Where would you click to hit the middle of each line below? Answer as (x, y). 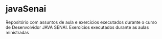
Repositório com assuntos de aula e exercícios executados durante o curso (81, 22)
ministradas (17, 32)
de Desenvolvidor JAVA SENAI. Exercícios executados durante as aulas (77, 27)
